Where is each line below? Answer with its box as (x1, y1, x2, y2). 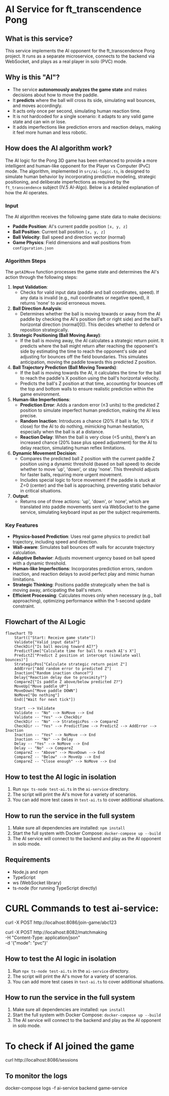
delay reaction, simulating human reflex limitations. (20, 445, 126, 451)
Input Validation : (12, 284, 48, 290)
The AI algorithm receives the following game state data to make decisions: (5, 213, 161, 220)
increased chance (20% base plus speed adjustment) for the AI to (20, 440, 157, 446)
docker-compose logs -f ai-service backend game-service (5, 1085, 128, 1091)
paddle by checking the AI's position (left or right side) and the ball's (20, 316, 163, 322)
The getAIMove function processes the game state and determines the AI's (5, 269, 159, 275)
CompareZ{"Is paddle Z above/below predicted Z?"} (14, 680, 123, 685)
